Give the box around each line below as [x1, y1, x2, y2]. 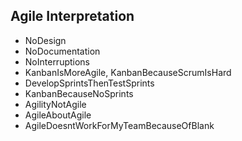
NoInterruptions [24, 55, 91, 68]
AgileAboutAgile [24, 109, 92, 121]
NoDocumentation [24, 45, 101, 57]
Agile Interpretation [10, 8, 135, 25]
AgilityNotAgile [24, 98, 87, 110]
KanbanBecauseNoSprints [24, 87, 134, 99]
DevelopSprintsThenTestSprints [24, 77, 155, 89]
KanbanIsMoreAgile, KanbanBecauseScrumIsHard [24, 66, 232, 78]
